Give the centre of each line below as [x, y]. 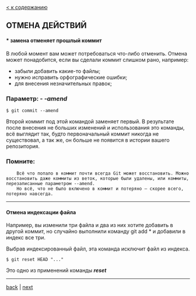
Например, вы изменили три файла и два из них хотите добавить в [90, 225]
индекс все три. [26, 238]
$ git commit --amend [32, 110]
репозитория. [23, 146]
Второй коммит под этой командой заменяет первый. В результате [90, 121]
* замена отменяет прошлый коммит [54, 40]
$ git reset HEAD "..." [35, 260]
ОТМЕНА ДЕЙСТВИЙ [46, 25]
